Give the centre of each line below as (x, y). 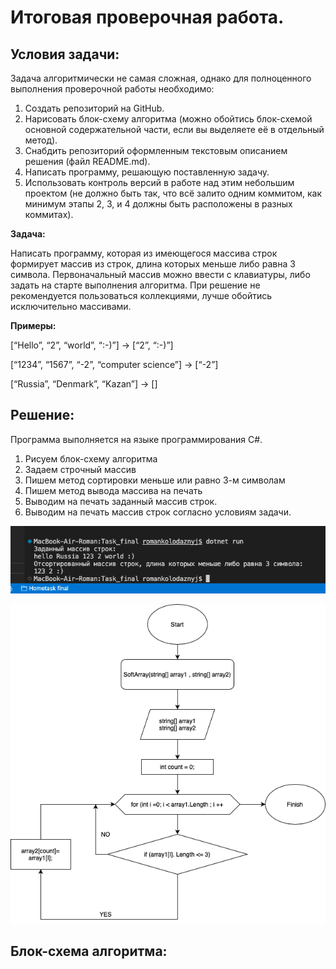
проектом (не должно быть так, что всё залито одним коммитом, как (173, 193)
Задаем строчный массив (80, 469)
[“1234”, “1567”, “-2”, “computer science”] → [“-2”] (114, 364)
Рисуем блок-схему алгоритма (91, 458)
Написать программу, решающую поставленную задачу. (147, 172)
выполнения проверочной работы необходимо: (112, 89)
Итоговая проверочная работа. (147, 17)
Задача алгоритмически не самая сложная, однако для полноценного (161, 78)
